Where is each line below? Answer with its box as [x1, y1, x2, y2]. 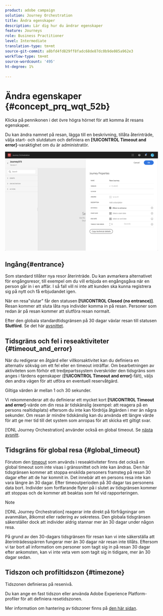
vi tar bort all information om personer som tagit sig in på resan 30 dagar [5, 544, 150, 549]
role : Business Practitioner [5, 33, 64, 38]
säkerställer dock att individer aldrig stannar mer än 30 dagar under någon [5, 519, 154, 525]
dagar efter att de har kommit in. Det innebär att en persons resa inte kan [5, 474, 151, 480]
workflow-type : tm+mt [5, 54, 49, 59]
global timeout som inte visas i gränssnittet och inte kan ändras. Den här [5, 464, 149, 470]
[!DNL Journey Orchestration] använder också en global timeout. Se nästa [5, 427, 153, 433]
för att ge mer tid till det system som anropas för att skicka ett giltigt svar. [5, 417, 151, 423]
